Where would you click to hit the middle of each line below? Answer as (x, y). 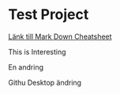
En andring (26, 67)
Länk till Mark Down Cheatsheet (60, 36)
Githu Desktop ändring (45, 82)
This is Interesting (37, 51)
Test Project (49, 15)
